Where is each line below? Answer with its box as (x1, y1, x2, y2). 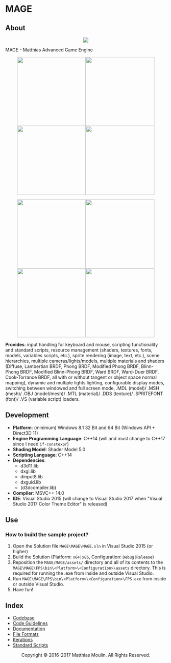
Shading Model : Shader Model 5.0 (12, 446, 86, 452)
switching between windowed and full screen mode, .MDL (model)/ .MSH (5, 385, 159, 391)
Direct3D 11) (12, 430, 38, 436)
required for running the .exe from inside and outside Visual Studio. (12, 570, 154, 576)
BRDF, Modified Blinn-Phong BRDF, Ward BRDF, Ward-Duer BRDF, (20, 369, 159, 375)
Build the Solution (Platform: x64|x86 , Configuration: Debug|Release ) (12, 554, 154, 560)
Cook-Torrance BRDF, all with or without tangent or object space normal (5, 374, 157, 380)
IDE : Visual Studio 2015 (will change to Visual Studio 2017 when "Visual (12, 495, 162, 501)
